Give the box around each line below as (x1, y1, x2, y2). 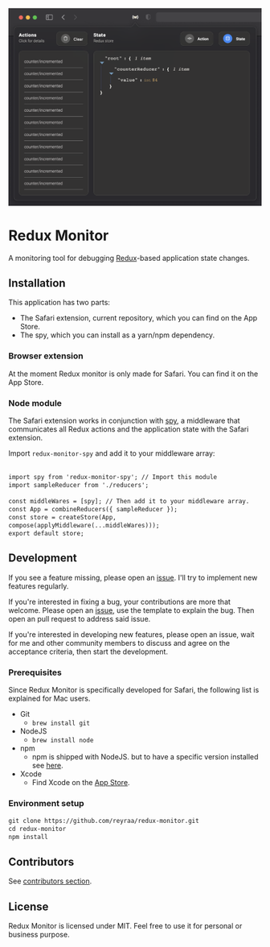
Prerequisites (8, 667, 62, 678)
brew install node (31, 737, 94, 745)
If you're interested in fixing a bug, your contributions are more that (8, 597, 231, 606)
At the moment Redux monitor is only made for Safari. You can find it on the (8, 369, 259, 378)
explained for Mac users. (8, 693, 91, 704)
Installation (8, 276, 66, 290)
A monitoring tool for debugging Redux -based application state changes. (8, 253, 250, 263)
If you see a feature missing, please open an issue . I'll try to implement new (8, 573, 258, 582)
